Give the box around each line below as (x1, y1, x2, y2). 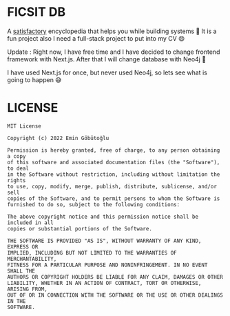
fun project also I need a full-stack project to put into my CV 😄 (7, 34, 185, 42)
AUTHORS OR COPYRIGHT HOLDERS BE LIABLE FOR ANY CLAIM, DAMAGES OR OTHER (7, 273, 224, 280)
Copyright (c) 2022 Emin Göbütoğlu (7, 135, 109, 141)
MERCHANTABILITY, (7, 255, 57, 262)
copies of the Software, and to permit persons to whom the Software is (7, 195, 220, 202)
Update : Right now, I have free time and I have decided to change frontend (7, 48, 220, 56)
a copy (7, 152, 26, 159)
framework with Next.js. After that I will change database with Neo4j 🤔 (7, 55, 207, 63)
